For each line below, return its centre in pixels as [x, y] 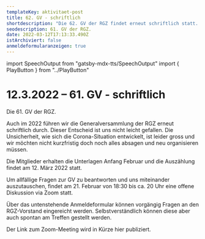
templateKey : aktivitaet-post [45, 12]
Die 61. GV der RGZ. [31, 111]
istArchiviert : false [34, 40]
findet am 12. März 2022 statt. [44, 167]
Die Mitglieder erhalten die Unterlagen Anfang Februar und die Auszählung [101, 161]
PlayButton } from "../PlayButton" [48, 70]
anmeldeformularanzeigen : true [46, 46]
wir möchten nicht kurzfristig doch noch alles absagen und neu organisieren [102, 143]
